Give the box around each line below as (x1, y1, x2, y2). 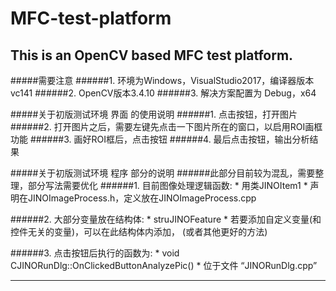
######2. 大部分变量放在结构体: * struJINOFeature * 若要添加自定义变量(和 (10, 213, 322, 225)
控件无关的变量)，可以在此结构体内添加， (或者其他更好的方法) (10, 226, 268, 237)
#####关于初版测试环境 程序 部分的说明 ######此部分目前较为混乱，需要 (10, 167, 316, 179)
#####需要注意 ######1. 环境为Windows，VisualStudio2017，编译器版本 (10, 75, 315, 86)
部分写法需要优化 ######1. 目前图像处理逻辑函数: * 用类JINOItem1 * (27, 180, 308, 191)
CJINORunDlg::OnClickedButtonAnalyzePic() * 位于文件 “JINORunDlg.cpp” (10, 260, 318, 271)
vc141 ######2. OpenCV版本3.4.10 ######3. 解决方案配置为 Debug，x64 (10, 87, 317, 99)
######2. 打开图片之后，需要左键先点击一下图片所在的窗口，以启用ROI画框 (10, 121, 323, 132)
